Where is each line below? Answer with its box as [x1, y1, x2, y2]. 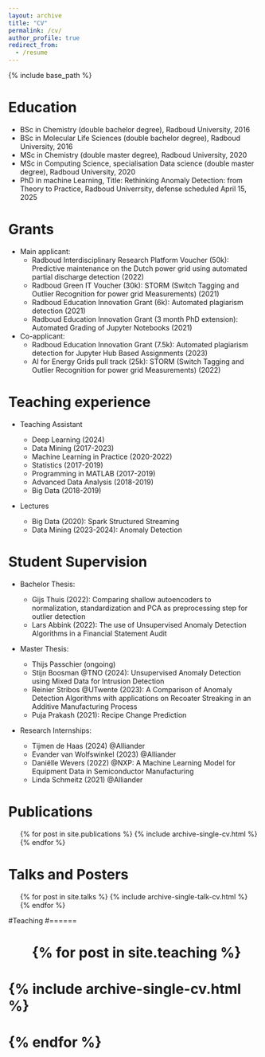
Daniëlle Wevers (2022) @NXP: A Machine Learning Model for [31, 758, 236, 767]
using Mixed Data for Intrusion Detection [31, 676, 165, 686]
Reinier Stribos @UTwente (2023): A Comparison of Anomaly [31, 684, 232, 694]
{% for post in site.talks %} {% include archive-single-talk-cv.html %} [19, 891, 248, 901]
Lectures [19, 501, 49, 511]
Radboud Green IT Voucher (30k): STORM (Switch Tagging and [31, 280, 240, 290]
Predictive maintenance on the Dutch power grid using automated [31, 264, 248, 273]
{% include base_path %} [8, 71, 92, 80]
